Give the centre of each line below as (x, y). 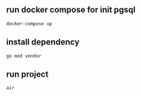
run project (28, 74)
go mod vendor (24, 56)
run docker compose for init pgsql (71, 10)
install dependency (43, 42)
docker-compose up (29, 23)
